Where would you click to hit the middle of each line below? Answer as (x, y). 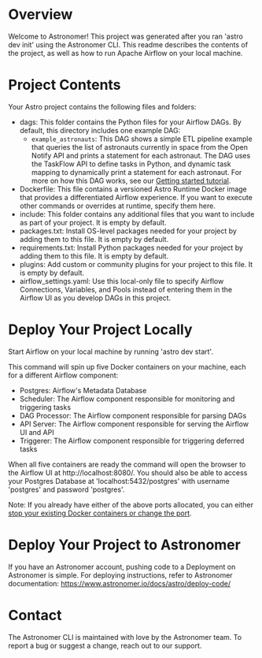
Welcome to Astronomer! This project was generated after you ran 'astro (126, 36)
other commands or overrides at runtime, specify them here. (118, 206)
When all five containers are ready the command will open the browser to (127, 464)
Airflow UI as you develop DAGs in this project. (95, 298)
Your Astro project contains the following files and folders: (102, 106)
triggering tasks (45, 407)
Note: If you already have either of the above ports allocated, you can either (131, 504)
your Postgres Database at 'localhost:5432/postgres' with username (119, 481)
